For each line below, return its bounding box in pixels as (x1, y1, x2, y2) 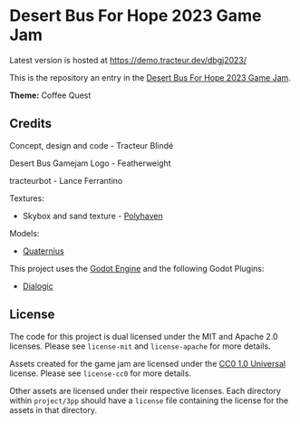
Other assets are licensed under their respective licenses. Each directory (9, 385, 281, 396)
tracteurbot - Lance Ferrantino (9, 175, 123, 186)
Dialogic (22, 280, 53, 291)
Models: (9, 227, 40, 238)
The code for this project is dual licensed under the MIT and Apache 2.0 (9, 331, 278, 342)
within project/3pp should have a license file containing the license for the (9, 395, 288, 406)
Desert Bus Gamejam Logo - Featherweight (9, 158, 171, 169)
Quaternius (22, 246, 65, 256)
